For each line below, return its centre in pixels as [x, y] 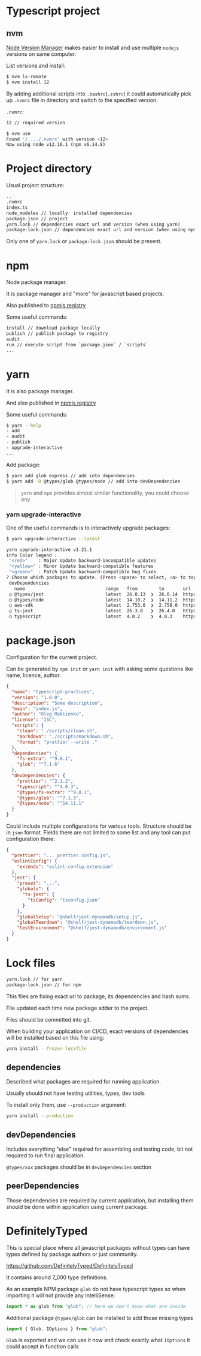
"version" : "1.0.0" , [37, 698]
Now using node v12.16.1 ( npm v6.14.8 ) [56, 145]
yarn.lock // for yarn [34, 979]
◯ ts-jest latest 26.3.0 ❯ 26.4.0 [92, 611]
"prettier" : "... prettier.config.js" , [61, 855]
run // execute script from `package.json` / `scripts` [77, 345]
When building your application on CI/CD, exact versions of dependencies [97, 1031]
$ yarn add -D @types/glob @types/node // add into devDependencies [93, 481]
